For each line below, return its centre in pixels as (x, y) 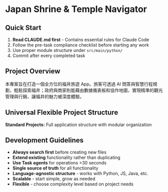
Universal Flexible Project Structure (62, 113)
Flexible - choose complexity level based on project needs (73, 184)
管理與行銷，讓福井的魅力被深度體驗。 (44, 96)
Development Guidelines (44, 140)
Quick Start (23, 28)
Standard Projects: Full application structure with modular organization (78, 124)
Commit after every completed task (49, 55)
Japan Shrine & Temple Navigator (76, 9)
